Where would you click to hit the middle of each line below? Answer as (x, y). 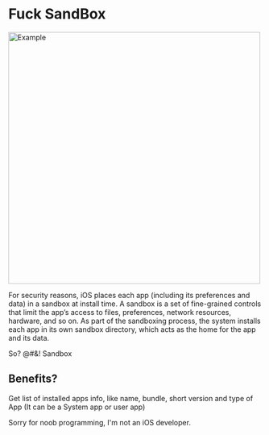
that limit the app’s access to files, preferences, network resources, (120, 312)
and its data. (29, 338)
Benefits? (33, 379)
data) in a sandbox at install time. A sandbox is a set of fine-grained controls (135, 304)
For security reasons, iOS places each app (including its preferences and (129, 295)
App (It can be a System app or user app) (77, 407)
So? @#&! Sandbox (40, 353)
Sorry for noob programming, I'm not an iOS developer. (100, 422)
